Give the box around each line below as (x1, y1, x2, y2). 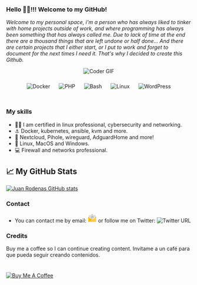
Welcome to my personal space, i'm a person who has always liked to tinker (6, 19, 191, 26)
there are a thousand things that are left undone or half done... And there (6, 38, 183, 45)
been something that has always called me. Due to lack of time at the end (6, 31, 185, 38)
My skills (6, 107, 32, 116)
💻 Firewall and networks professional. (14, 146, 108, 153)
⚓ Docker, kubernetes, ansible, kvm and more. (14, 127, 128, 135)
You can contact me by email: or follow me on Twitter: (14, 217, 156, 224)
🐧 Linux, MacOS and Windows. (14, 140, 90, 147)
